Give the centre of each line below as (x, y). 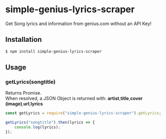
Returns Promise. (24, 93)
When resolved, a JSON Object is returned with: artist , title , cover (74, 99)
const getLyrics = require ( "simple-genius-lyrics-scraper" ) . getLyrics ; (83, 113)
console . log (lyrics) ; (37, 127)
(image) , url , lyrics (24, 104)
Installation (24, 40)
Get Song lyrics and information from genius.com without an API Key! (78, 24)
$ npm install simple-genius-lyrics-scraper (54, 51)
